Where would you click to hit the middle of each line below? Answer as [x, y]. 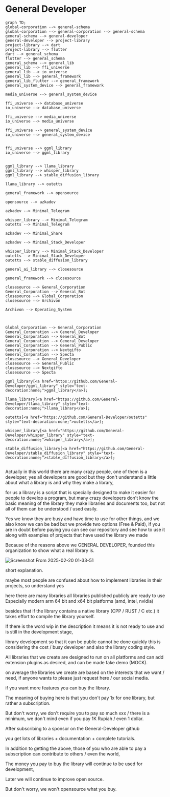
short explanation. [24, 570]
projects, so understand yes [35, 585]
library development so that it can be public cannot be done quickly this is [83, 642]
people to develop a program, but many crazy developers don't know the [82, 498]
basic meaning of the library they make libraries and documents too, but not [85, 503]
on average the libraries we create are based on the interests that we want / [85, 672]
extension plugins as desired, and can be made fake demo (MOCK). [77, 662]
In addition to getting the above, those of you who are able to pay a [76, 748]
